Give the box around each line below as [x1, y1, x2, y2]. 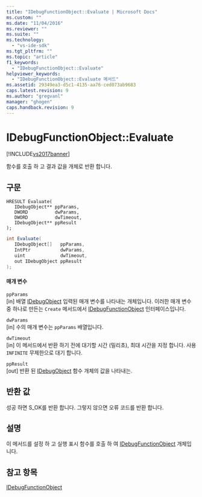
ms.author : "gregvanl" [6, 93, 63, 99]
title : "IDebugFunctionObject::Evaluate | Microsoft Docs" [6, 8, 158, 15]
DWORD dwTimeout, [14, 215, 83, 221]
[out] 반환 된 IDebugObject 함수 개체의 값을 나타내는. [6, 367, 133, 374]
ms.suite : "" [6, 31, 39, 37]
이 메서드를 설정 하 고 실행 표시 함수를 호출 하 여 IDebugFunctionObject [6, 440, 176, 447]
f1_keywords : [6, 59, 39, 65]
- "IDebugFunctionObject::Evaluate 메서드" [11, 76, 119, 82]
